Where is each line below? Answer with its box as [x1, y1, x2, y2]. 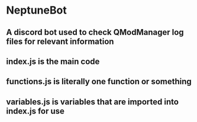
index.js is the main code [6, 56, 100, 66]
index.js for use [6, 106, 65, 116]
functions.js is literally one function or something [6, 76, 192, 86]
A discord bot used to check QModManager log [6, 27, 185, 37]
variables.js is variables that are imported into [6, 97, 179, 107]
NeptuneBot [6, 4, 67, 17]
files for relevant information [6, 36, 114, 46]
